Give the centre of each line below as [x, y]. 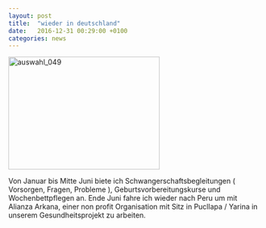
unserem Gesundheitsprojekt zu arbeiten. [77, 215]
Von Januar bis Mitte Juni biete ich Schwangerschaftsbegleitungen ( [122, 181]
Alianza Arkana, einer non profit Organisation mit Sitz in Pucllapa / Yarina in [133, 207]
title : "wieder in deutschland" [64, 23]
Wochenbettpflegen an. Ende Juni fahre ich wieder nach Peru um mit [123, 198]
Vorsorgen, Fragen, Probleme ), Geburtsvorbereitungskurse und [114, 189]
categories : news [37, 38]
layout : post [30, 16]
